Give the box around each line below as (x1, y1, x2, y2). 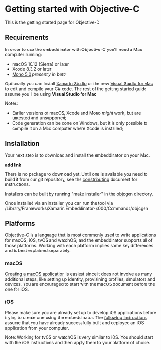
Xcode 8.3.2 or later (12, 66, 52, 72)
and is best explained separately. (5, 248, 71, 253)
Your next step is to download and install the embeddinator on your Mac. (5, 152, 150, 158)
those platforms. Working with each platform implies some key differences (5, 243, 154, 249)
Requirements (5, 33, 48, 42)
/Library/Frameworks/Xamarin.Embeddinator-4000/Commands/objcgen (5, 205, 149, 211)
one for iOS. (5, 286, 29, 292)
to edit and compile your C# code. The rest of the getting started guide (5, 86, 147, 92)
